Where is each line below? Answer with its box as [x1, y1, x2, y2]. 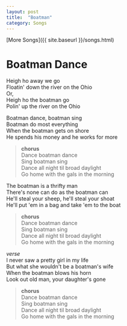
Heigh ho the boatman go [6, 97, 70, 104]
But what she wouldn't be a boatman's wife [6, 263, 114, 270]
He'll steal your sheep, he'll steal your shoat [6, 195, 115, 202]
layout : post [6, 8, 39, 15]
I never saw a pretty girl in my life [6, 256, 89, 264]
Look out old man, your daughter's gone [6, 276, 107, 283]
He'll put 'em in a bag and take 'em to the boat [6, 202, 121, 209]
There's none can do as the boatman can [6, 189, 108, 196]
